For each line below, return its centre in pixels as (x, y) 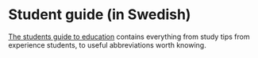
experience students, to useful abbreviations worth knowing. (107, 44)
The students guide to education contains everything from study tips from (129, 37)
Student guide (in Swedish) (100, 15)
